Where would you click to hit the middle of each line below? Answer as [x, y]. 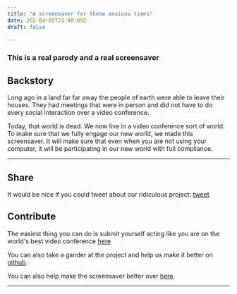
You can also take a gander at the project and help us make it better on [110, 255]
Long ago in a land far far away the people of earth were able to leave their [116, 98]
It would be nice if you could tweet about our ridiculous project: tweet [108, 194]
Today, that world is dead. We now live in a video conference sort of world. [116, 126]
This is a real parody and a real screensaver [84, 58]
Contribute [32, 217]
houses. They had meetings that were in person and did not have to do [110, 105]
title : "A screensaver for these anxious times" [80, 14]
